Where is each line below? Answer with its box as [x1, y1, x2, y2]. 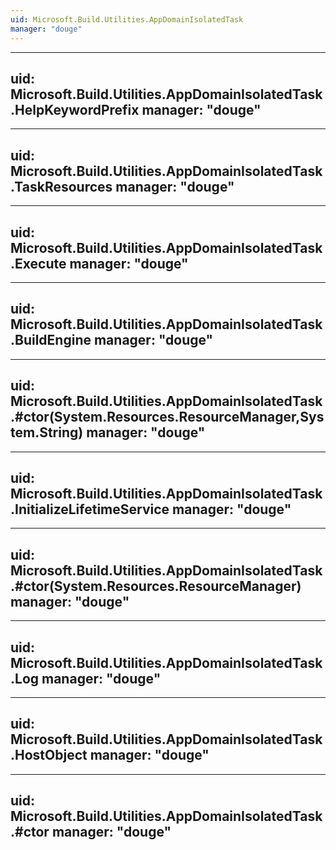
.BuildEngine [10, 332, 92, 349]
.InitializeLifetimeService [10, 501, 170, 518]
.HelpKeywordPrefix [10, 101, 140, 118]
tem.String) [10, 424, 84, 441]
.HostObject [10, 747, 88, 764]
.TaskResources [10, 178, 113, 195]
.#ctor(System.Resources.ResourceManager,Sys [10, 409, 325, 426]
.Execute [10, 255, 67, 272]
